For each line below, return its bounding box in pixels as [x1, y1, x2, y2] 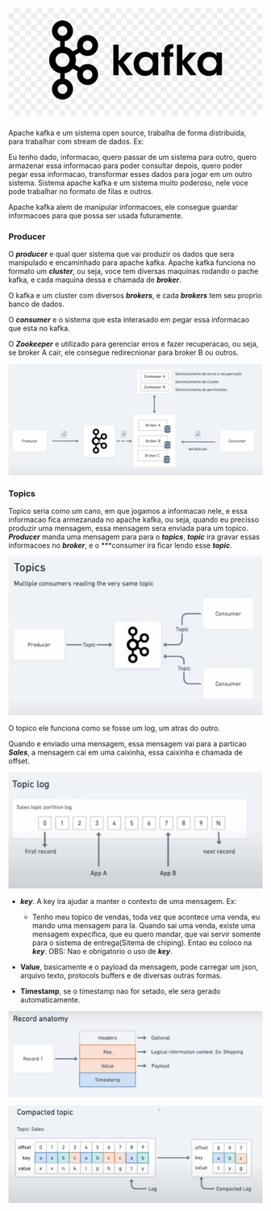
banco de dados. [8, 299, 65, 309]
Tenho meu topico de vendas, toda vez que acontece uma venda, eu [31, 912, 261, 922]
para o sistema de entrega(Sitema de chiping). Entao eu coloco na [31, 937, 252, 948]
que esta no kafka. [8, 323, 70, 334]
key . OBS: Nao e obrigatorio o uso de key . [31, 946, 173, 956]
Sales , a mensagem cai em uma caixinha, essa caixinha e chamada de [8, 747, 244, 757]
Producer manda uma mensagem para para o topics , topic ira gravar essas [8, 532, 261, 542]
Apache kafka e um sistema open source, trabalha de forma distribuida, [8, 128, 247, 137]
